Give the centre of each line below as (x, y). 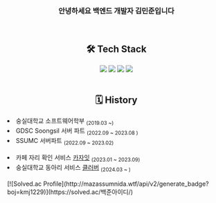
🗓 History (116, 100)
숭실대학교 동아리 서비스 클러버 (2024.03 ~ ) (73, 168)
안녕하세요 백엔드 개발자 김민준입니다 (116, 10)
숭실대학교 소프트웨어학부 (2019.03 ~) (65, 121)
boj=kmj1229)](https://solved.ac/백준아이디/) (70, 192)
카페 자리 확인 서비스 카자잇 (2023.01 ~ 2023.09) (78, 158)
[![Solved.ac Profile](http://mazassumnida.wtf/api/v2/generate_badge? (108, 184)
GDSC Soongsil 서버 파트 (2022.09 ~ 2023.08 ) (77, 131)
